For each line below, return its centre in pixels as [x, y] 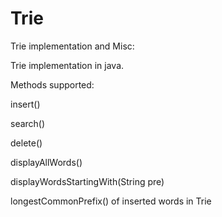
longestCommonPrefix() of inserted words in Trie [111, 201]
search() [28, 123]
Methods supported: [52, 84]
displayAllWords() [46, 162]
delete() [26, 143]
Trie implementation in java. [67, 65]
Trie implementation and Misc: [72, 46]
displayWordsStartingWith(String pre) [87, 181]
